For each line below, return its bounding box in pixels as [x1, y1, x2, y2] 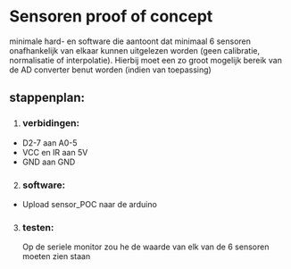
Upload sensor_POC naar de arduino [21, 198, 158, 209]
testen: [21, 221, 54, 233]
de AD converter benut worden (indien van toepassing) [9, 64, 212, 75]
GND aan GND [21, 156, 76, 167]
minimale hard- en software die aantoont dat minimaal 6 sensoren [9, 36, 252, 46]
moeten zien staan [21, 251, 91, 262]
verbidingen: [21, 117, 80, 130]
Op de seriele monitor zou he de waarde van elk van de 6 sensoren [21, 241, 270, 252]
